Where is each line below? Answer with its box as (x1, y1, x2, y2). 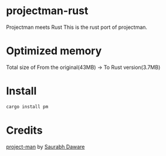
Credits (6, 124, 43, 137)
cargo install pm (6, 104, 49, 109)
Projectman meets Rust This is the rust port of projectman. (6, 24, 148, 31)
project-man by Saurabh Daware (6, 143, 85, 150)
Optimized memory (6, 44, 102, 58)
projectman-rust (6, 4, 89, 18)
